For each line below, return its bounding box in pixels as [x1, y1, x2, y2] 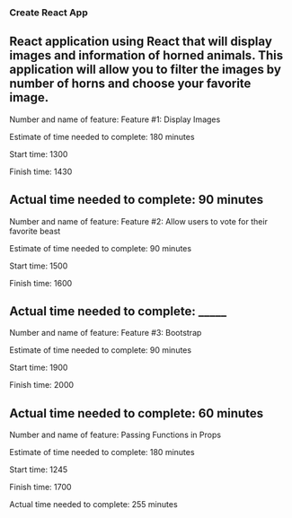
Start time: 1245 [9, 464, 68, 475]
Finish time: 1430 [9, 166, 73, 177]
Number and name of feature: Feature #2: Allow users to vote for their [9, 215, 268, 226]
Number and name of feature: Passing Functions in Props [9, 429, 222, 441]
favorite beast [9, 225, 61, 236]
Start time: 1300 [9, 148, 68, 159]
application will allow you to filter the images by [9, 62, 281, 77]
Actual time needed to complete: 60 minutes [9, 406, 263, 421]
